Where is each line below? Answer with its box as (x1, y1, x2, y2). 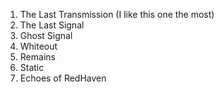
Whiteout (19, 40, 58, 52)
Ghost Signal (19, 30, 73, 41)
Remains (19, 51, 56, 63)
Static (19, 62, 45, 73)
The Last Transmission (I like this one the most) (19, 9, 215, 20)
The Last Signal (19, 19, 85, 31)
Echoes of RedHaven (19, 72, 107, 84)
